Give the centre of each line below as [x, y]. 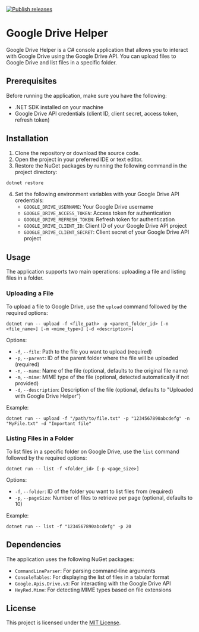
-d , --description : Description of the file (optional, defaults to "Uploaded [104, 389]
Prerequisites [31, 81]
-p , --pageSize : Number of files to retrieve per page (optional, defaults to [104, 497]
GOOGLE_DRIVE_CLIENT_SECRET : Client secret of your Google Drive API [106, 232]
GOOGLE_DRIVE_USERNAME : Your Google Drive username [89, 207]
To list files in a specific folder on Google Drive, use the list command [93, 451]
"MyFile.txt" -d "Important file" [49, 423]
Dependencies [34, 545]
